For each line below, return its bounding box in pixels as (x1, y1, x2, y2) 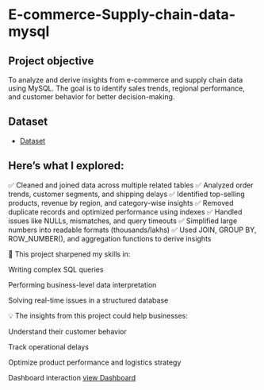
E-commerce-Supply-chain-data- (8, 6, 236, 24)
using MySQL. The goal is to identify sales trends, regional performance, (8, 83, 246, 93)
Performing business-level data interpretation (8, 280, 157, 289)
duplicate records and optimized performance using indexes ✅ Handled (8, 207, 243, 216)
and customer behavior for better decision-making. (8, 92, 175, 101)
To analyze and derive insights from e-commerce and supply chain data (8, 75, 243, 84)
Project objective (8, 54, 94, 68)
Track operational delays (8, 342, 90, 351)
